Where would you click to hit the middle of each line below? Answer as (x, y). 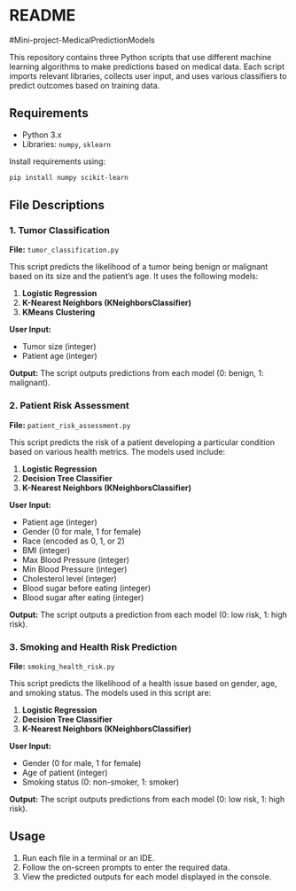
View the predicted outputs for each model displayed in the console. (147, 876)
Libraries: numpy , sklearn (66, 144)
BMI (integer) (46, 550)
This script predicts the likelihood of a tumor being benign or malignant (139, 267)
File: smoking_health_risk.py (62, 666)
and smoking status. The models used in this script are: (110, 692)
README (43, 16)
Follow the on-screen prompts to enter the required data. (126, 867)
